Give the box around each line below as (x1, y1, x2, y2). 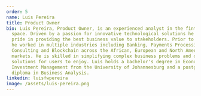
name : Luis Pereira (6, 14, 55, 20)
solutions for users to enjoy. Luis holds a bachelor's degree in (11, 58, 181, 64)
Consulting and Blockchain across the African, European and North (11, 48, 184, 54)
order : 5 (6, 8, 28, 15)
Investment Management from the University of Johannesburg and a (11, 64, 181, 70)
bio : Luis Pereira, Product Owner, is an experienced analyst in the (6, 25, 184, 32)
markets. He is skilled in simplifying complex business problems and (11, 53, 191, 59)
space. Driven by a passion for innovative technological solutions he (11, 31, 194, 37)
